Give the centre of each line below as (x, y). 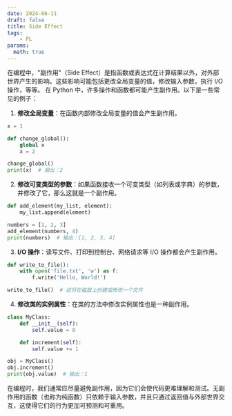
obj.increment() (30, 368)
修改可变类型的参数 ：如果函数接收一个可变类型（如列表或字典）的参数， (120, 184)
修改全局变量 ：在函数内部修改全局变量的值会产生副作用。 (99, 113)
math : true (29, 52)
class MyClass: (29, 317)
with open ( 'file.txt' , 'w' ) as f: (69, 271)
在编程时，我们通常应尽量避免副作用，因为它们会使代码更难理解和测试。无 (113, 388)
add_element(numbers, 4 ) (43, 231)
